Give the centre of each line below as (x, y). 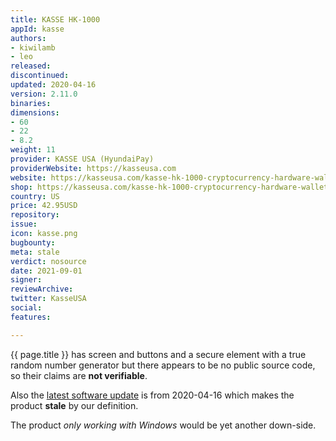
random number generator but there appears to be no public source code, (163, 365)
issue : (24, 224)
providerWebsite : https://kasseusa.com (93, 168)
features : (31, 317)
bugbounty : (33, 242)
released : (31, 66)
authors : (28, 38)
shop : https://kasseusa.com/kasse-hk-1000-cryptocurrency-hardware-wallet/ (171, 187)
